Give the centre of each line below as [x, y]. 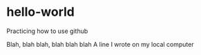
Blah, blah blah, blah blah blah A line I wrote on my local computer [100, 44]
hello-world [41, 12]
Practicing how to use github [47, 31]
